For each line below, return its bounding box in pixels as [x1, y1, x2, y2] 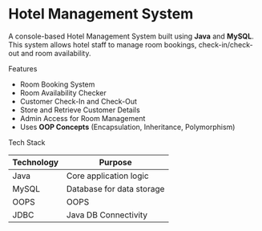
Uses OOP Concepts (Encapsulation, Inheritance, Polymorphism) [19, 122, 236, 132]
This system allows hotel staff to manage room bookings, [8, 39, 197, 49]
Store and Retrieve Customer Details [19, 105, 140, 115]
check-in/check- [198, 39, 254, 49]
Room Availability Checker [19, 87, 107, 97]
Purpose [99, 156, 132, 168]
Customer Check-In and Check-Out [19, 96, 138, 106]
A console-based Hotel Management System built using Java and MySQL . [8, 31, 254, 41]
